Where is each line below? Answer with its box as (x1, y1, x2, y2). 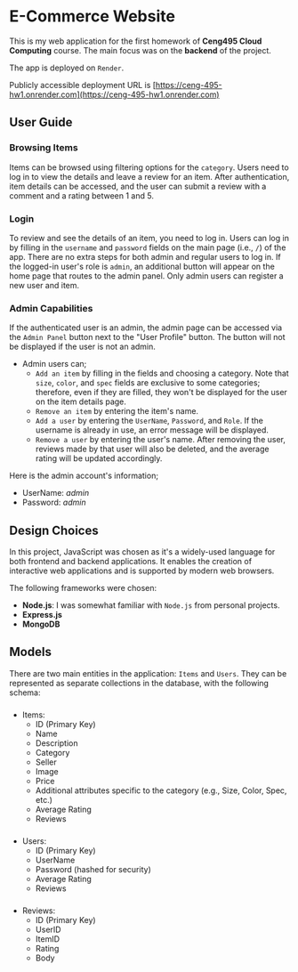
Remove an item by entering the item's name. (35, 406, 198, 417)
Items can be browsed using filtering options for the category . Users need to (9, 162, 289, 173)
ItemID (35, 933, 60, 944)
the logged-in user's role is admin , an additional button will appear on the (9, 261, 276, 271)
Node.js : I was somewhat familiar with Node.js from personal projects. (21, 600, 280, 611)
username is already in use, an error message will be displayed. (35, 425, 270, 435)
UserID (35, 924, 61, 935)
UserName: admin (21, 488, 90, 498)
